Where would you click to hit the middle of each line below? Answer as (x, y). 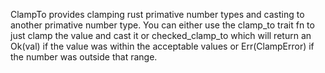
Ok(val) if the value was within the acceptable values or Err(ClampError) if (162, 46)
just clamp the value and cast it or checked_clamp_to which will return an (161, 35)
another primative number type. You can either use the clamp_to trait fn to (162, 25)
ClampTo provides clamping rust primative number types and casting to (157, 14)
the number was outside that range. (84, 57)
